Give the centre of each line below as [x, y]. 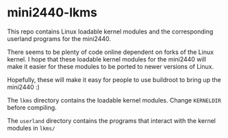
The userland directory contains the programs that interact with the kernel [111, 120]
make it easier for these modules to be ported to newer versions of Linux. [111, 66]
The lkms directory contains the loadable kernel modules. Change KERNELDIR [114, 100]
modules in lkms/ [31, 128]
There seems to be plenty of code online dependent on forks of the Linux [111, 52]
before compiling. [32, 107]
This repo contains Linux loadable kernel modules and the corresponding [110, 31]
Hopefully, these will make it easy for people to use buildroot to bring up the [114, 79]
